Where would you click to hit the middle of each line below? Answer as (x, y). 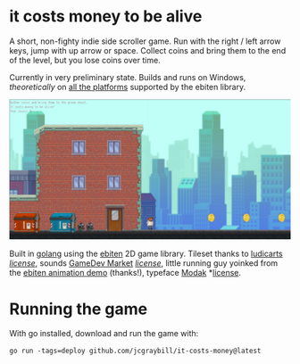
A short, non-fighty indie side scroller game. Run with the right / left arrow (145, 41)
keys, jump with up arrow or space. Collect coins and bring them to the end (148, 50)
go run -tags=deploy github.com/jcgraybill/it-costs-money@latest (135, 351)
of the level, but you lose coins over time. (85, 60)
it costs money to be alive (106, 17)
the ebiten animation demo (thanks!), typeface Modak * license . (125, 273)
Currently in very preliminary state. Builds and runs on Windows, (128, 77)
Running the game (79, 309)
